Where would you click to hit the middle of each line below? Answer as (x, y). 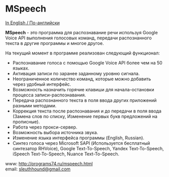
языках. (21, 68)
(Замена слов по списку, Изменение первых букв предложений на (85, 116)
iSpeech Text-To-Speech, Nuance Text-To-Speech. (66, 154)
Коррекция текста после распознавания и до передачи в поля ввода (87, 111)
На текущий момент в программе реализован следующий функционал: (82, 53)
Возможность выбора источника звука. (55, 132)
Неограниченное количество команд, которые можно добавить (82, 79)
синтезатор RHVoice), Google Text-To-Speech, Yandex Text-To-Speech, (88, 148)
